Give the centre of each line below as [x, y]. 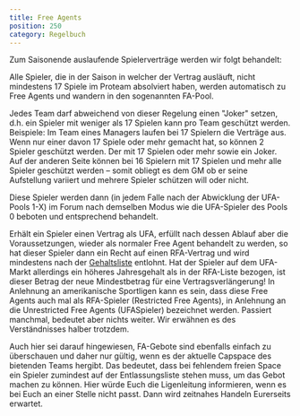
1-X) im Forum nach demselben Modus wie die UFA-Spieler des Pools [160, 207]
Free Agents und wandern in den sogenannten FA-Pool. [111, 96]
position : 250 [36, 26]
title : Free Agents [46, 17]
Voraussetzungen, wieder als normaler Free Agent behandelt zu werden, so [149, 244]
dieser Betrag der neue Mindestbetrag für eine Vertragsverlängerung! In [142, 282]
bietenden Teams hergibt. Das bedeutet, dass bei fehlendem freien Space [146, 366]
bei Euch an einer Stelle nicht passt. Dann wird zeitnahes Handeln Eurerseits [150, 394]
